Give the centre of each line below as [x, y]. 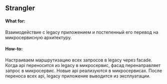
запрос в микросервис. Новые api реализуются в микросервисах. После [84, 70]
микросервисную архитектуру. [38, 37]
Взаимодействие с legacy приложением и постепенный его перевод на [82, 32]
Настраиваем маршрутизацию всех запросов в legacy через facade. [79, 60]
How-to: [14, 49]
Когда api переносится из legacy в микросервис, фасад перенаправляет [83, 65]
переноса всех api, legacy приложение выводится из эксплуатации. [78, 76]
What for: [15, 21]
